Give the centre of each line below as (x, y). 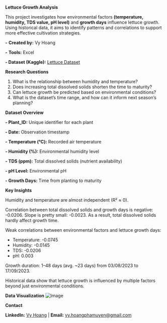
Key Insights (19, 190)
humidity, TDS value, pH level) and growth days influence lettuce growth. (82, 22)
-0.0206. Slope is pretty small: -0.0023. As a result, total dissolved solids (81, 215)
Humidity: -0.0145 (31, 245)
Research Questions (27, 72)
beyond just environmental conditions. (45, 286)
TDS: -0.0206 (27, 251)
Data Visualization (25, 296)
